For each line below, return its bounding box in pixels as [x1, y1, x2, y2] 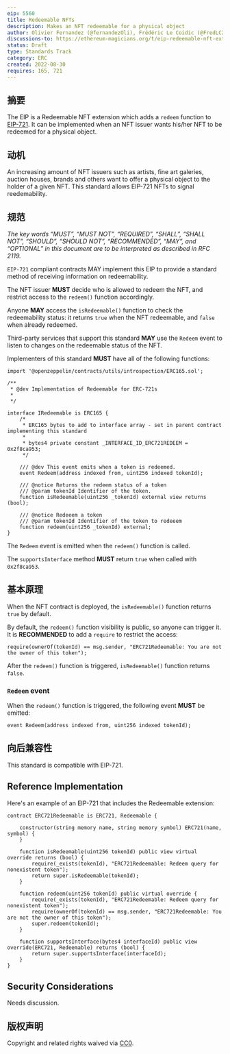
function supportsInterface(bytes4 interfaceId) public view [19, 938, 197, 945]
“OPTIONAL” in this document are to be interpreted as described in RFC [7, 244, 211, 252]
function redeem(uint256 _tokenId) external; [19, 524, 152, 530]
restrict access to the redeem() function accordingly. [7, 293, 155, 301]
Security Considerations [7, 981, 114, 992]
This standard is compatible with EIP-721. [7, 761, 123, 769]
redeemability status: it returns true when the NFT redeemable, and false [7, 313, 215, 321]
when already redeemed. [7, 320, 78, 329]
